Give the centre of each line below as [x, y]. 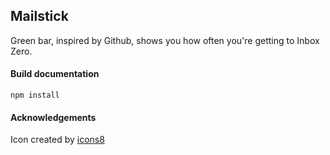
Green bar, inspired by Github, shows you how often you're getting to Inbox [165, 40]
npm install [35, 95]
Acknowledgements [53, 117]
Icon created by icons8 [57, 140]
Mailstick [39, 16]
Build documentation [55, 74]
